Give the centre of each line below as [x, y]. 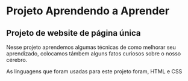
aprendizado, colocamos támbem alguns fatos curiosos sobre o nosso [94, 54]
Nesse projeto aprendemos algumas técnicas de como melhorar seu [91, 47]
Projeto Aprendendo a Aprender [88, 11]
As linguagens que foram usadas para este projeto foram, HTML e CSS [94, 71]
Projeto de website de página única [74, 33]
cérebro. [17, 60]
